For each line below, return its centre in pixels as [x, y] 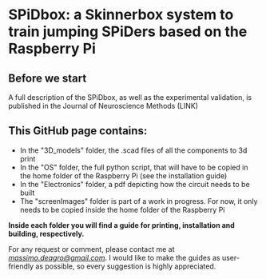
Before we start [48, 78]
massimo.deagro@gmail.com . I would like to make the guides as [114, 257]
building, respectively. [46, 233]
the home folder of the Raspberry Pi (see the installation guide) [123, 175]
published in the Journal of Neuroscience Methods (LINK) [103, 106]
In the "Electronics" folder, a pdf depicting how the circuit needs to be [135, 184]
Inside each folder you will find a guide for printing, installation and [122, 225]
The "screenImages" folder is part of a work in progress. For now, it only [139, 201]
